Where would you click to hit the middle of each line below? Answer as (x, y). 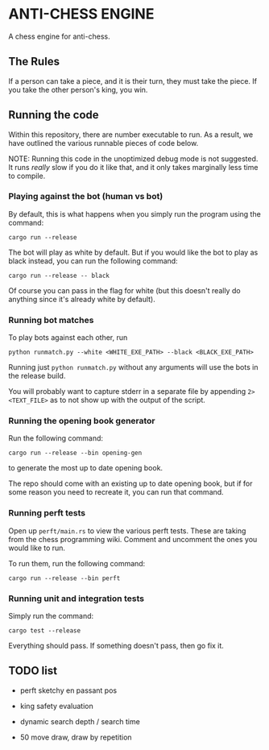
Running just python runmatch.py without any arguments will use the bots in (133, 367)
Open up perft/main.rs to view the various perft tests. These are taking (127, 530)
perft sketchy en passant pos (68, 690)
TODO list (33, 671)
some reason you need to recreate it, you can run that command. (116, 492)
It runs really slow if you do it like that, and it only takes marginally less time (133, 167)
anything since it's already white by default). (82, 299)
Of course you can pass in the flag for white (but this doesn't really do (124, 290)
